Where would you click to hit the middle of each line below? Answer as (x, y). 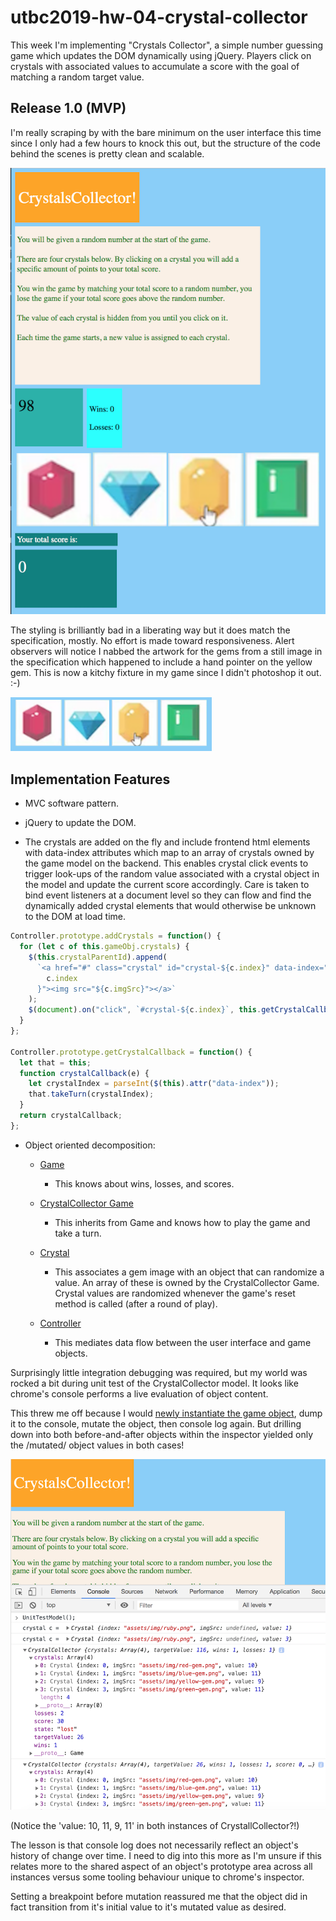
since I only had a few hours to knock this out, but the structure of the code (165, 143)
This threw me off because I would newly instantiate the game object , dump (166, 1413)
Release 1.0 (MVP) (68, 108)
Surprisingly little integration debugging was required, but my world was (159, 1372)
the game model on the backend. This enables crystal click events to (166, 863)
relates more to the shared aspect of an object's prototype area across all (161, 1867)
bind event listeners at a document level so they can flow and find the (168, 895)
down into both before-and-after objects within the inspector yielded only (162, 1434)
